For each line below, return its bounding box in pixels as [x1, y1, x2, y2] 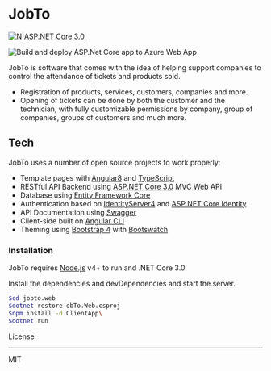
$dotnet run [8, 316, 48, 325]
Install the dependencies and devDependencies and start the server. [8, 279, 236, 289]
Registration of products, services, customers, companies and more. [19, 86, 248, 97]
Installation [8, 244, 54, 256]
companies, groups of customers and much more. [19, 112, 187, 122]
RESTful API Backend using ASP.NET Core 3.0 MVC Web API [19, 181, 223, 191]
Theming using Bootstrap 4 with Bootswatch [19, 224, 169, 234]
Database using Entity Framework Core [19, 190, 151, 200]
